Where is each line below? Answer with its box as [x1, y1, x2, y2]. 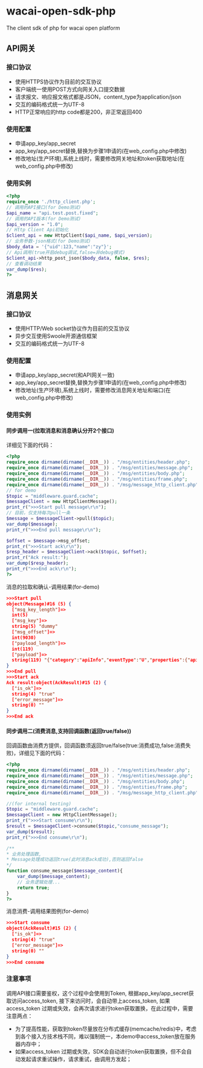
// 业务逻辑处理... [17, 879, 60, 885]
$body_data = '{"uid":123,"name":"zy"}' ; [6, 244, 112, 250]
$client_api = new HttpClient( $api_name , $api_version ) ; [6, 232, 153, 239]
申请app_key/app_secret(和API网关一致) [14, 371, 115, 379]
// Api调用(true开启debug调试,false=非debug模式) [6, 249, 126, 255]
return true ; [17, 885, 50, 891]
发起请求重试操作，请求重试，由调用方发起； [20, 1055, 132, 1063]
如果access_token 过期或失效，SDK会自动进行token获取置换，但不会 [14, 1047, 187, 1055]
